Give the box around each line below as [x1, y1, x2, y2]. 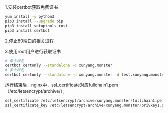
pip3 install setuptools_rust [5, 23, 68, 28]
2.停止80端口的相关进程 [5, 38, 54, 44]
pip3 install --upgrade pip [5, 19, 64, 24]
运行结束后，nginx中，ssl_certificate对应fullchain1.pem [5, 82, 118, 88]
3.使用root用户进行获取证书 [5, 48, 61, 54]
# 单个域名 [5, 58, 25, 63]
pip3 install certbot [5, 28, 50, 33]
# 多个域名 [5, 68, 25, 73]
